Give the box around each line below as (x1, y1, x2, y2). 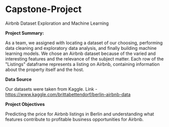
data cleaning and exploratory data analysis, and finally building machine (5, 45, 157, 51)
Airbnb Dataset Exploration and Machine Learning (5, 20, 109, 26)
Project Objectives (5, 101, 45, 107)
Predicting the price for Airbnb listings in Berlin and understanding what (5, 111, 154, 117)
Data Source (5, 76, 32, 82)
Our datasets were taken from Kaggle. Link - (5, 86, 97, 92)
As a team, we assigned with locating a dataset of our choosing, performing (5, 39, 163, 46)
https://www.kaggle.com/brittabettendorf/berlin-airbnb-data (5, 91, 131, 97)
